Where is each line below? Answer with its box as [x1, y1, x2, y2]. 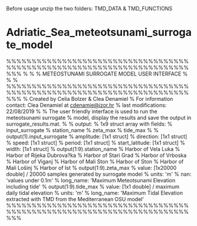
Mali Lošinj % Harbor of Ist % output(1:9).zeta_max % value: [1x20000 [6, 164, 177, 171]
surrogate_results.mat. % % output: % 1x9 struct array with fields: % [6, 120, 173, 127]
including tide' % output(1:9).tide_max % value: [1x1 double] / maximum [6, 183, 180, 190]
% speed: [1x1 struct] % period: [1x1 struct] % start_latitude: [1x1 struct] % [6, 139, 186, 146]
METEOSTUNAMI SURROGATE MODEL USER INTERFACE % [42, 70, 188, 77]
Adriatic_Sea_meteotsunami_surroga [6, 26, 192, 39]
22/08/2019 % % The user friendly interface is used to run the [6, 107, 157, 114]
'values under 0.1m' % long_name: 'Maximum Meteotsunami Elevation [6, 176, 176, 184]
